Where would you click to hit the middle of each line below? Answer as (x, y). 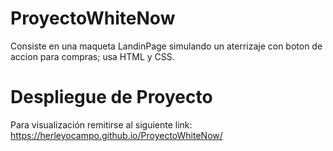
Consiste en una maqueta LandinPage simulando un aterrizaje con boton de (166, 46)
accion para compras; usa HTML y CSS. (92, 56)
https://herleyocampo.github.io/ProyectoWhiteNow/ (116, 135)
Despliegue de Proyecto (111, 97)
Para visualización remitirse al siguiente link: (101, 124)
